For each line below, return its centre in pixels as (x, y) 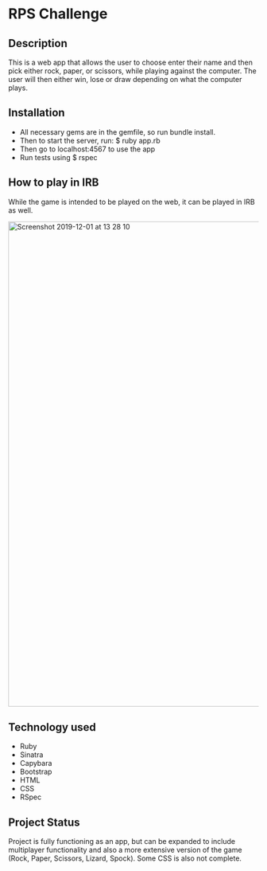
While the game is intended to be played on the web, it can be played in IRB (132, 202)
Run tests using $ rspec (58, 157)
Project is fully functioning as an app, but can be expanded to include (122, 842)
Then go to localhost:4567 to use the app (87, 149)
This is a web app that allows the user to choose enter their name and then (130, 62)
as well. (21, 210)
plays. (18, 88)
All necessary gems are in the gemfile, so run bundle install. (118, 131)
